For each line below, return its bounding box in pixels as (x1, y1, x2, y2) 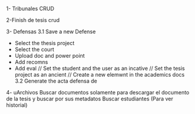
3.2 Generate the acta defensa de (14, 77, 97, 84)
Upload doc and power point (14, 52, 85, 59)
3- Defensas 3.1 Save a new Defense (6, 28, 96, 35)
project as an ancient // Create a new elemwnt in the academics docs (14, 71, 185, 78)
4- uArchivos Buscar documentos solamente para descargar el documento (6, 89, 190, 96)
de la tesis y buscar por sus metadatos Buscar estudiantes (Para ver (6, 95, 174, 102)
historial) (6, 102, 28, 109)
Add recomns (14, 59, 49, 65)
